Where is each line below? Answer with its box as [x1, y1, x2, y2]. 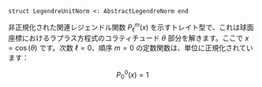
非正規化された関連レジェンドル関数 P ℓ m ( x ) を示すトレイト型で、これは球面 [8, 21, 254, 34]
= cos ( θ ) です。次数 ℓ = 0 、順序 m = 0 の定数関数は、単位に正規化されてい [8, 43, 254, 53]
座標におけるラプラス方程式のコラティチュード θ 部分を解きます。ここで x [8, 34, 249, 43]
